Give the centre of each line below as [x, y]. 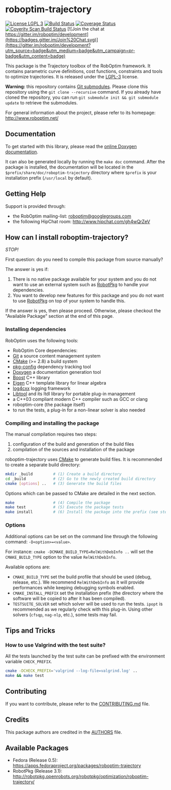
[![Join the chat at [86, 29]
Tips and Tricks [30, 630]
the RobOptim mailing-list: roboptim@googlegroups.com [72, 216]
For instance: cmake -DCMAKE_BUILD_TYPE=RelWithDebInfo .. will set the [79, 552]
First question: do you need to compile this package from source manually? [84, 260]
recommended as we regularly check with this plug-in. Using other [83, 609]
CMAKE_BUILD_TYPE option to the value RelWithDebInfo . [61, 557]
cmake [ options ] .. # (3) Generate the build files [64, 483]
